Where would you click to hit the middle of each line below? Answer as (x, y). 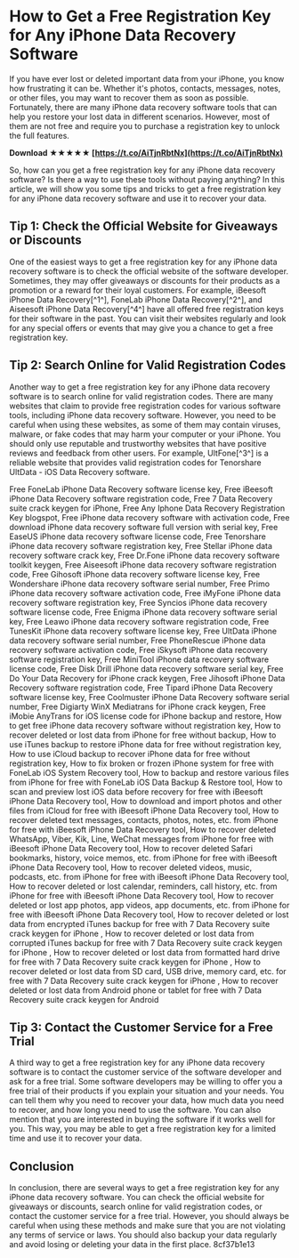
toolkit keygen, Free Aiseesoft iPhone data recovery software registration (143, 564)
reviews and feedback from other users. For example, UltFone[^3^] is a (139, 453)
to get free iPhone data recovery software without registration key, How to (145, 725)
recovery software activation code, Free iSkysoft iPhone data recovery (139, 649)
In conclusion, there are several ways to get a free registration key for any (145, 1188)
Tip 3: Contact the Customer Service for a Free (141, 1027)
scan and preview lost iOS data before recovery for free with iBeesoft (136, 791)
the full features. (39, 135)
